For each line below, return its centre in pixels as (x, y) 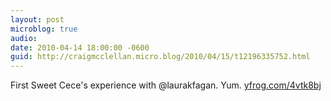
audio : (24, 38)
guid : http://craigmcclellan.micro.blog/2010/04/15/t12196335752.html (160, 57)
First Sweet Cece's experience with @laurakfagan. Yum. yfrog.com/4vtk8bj (166, 85)
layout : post (37, 19)
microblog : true (44, 29)
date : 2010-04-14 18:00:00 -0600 (80, 47)
